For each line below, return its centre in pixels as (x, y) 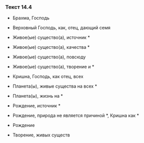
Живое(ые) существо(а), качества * (51, 47)
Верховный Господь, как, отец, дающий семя (61, 28)
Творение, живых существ (41, 135)
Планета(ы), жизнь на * (38, 96)
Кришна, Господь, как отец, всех (48, 77)
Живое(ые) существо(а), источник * (51, 38)
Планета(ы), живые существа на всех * (55, 86)
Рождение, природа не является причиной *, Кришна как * (76, 116)
